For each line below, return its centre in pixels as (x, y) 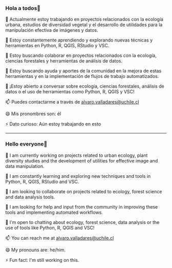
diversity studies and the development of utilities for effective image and (82, 160)
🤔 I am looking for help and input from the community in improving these (82, 207)
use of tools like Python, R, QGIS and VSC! (50, 228)
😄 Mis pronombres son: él (33, 114)
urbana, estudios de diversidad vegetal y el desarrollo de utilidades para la (84, 25)
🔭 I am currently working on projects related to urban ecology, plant (77, 155)
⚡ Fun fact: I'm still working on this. (42, 260)
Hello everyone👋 (26, 144)
